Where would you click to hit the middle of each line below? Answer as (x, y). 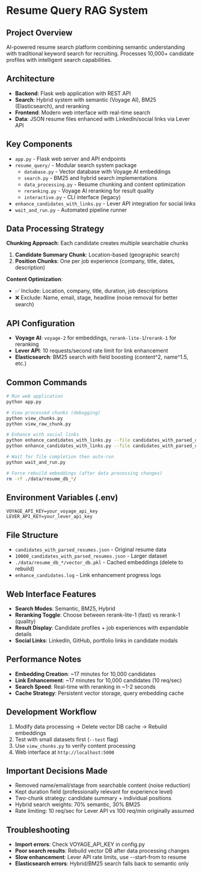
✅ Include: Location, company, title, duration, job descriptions (91, 291)
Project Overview (39, 33)
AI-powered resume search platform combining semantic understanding (96, 47)
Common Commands (47, 382)
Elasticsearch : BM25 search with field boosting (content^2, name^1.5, (101, 357)
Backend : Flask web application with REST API (73, 93)
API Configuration (41, 323)
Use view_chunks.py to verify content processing (75, 745)
